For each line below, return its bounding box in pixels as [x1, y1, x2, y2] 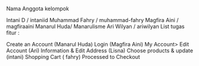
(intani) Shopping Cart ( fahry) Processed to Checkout [6, 54, 140, 60]
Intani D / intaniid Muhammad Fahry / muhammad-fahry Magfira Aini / [6, 17, 179, 23]
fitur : [6, 29, 20, 36]
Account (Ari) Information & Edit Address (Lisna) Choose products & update [6, 47, 194, 54]
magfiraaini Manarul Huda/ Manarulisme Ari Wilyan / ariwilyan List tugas [6, 23, 185, 30]
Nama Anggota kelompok [6, 5, 69, 12]
